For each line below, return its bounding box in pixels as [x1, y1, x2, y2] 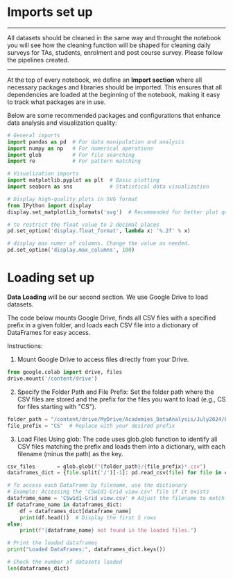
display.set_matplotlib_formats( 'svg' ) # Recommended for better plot [7, 209, 218, 216]
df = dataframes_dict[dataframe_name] [19, 508, 132, 515]
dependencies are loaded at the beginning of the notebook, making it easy [7, 90, 221, 98]
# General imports [7, 132, 60, 139]
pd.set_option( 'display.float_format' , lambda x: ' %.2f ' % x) [7, 227, 191, 234]
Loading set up [7, 270, 95, 286]
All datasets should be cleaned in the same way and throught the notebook [7, 33, 222, 42]
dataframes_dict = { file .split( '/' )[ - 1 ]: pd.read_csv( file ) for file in [7, 469, 222, 476]
